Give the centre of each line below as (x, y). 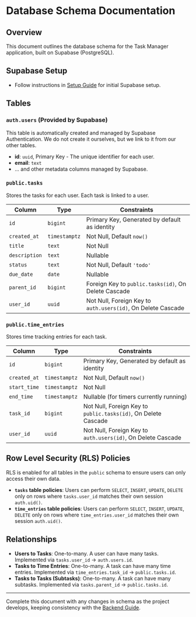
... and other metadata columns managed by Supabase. (81, 169)
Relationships (32, 540)
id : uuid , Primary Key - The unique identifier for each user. (84, 157)
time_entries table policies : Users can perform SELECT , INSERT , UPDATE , (99, 508)
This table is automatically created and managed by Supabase (81, 133)
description (26, 255)
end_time (21, 397)
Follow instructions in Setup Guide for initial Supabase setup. (87, 85)
